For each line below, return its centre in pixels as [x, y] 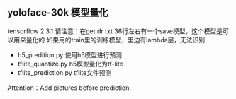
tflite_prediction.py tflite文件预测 [64, 72]
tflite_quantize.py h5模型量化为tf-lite [71, 64]
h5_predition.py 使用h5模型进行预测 [70, 54]
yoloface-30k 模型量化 [58, 13]
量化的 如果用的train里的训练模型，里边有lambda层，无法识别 [116, 40]
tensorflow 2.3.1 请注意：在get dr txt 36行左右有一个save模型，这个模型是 [115, 31]
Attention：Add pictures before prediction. [69, 88]
